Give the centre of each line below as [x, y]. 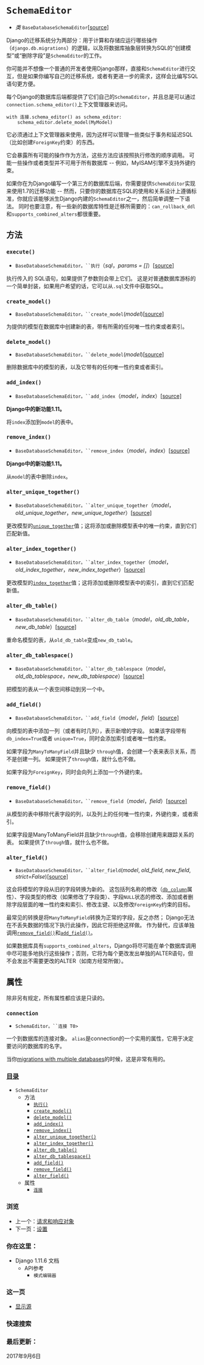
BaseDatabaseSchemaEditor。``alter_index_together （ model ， [93, 562]
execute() [21, 252]
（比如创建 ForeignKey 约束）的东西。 [52, 142]
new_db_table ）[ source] [46, 627]
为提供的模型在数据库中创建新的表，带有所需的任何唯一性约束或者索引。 [97, 326]
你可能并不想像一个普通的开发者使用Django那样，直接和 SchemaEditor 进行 [98, 68]
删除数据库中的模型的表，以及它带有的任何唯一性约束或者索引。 [86, 367]
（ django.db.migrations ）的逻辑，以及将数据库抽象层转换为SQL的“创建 [96, 48]
